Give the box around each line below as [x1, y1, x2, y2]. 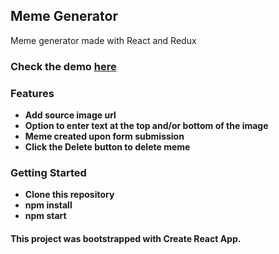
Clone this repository [24, 189, 115, 201]
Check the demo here [10, 59, 117, 73]
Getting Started [10, 165, 87, 179]
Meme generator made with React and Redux [10, 34, 197, 46]
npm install [24, 199, 73, 211]
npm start [24, 210, 67, 222]
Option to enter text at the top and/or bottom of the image [24, 120, 269, 132]
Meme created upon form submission [24, 130, 185, 143]
